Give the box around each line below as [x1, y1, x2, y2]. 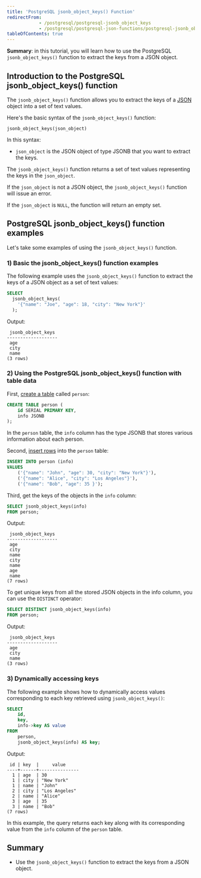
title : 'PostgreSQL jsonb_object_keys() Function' [7, 8, 135, 15]
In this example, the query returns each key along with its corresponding [7, 819, 185, 826]
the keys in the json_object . [7, 171, 75, 179]
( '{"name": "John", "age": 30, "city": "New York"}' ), [17, 470, 157, 476]
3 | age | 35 [12, 798, 47, 804]
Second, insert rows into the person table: [7, 447, 109, 455]
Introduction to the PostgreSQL [7, 71, 125, 81]
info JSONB [17, 413, 45, 419]
